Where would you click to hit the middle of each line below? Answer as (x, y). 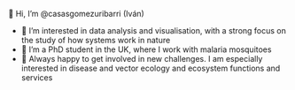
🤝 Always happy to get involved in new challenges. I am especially (142, 59)
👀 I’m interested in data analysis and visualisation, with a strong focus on (154, 30)
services (37, 78)
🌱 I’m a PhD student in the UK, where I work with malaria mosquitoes (146, 49)
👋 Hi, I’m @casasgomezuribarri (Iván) (77, 14)
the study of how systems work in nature (96, 40)
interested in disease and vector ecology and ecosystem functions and (151, 68)
